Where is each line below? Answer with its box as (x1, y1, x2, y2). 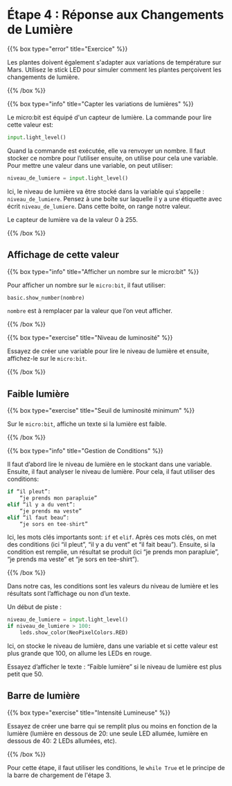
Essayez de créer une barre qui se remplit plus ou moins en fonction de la (7, 721, 217, 730)
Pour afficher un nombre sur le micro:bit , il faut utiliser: (7, 281, 166, 289)
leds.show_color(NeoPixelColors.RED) (19, 629, 129, 636)
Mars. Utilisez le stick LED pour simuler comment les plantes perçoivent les (7, 65, 222, 74)
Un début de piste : (7, 603, 62, 611)
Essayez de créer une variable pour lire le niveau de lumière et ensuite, (7, 347, 209, 355)
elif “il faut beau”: (7, 514, 70, 521)
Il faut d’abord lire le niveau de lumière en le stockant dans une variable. (7, 460, 213, 468)
